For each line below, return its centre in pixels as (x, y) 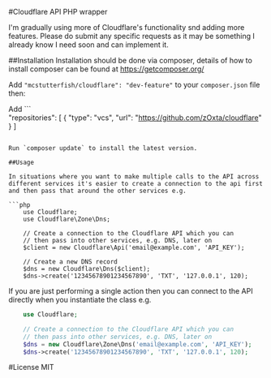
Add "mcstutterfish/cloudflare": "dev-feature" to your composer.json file (134, 85)
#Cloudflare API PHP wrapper (58, 12)
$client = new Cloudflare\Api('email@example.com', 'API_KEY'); (134, 247)
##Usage (22, 162)
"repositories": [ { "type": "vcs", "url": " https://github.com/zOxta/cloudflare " (135, 118)
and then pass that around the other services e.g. (97, 191)
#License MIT (31, 367)
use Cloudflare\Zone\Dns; (67, 219)
